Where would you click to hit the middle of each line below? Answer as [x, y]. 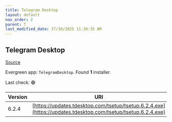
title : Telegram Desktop [32, 10]
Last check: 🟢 [20, 82]
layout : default [23, 15]
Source [13, 62]
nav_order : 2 [19, 19]
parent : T [16, 24]
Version [18, 97]
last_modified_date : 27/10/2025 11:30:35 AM [53, 29]
